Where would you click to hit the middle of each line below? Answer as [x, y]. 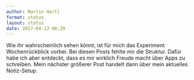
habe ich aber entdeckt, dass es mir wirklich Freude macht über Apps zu [96, 58]
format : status [25, 17]
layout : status [25, 23]
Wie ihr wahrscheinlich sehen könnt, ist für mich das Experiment [86, 45]
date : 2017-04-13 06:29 [36, 28]
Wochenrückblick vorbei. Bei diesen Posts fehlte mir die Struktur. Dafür [94, 52]
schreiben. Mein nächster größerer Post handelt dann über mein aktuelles [97, 64]
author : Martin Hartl [33, 12]
